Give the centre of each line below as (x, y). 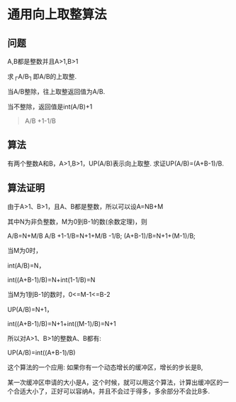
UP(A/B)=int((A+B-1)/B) (41, 352)
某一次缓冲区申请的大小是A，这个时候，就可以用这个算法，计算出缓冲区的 (115, 382)
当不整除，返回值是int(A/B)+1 (50, 107)
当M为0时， (25, 250)
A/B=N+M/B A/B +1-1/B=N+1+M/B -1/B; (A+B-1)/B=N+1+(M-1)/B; (102, 236)
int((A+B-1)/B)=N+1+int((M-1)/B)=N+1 (62, 323)
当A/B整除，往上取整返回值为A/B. (56, 92)
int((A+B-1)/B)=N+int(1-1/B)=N (51, 279)
